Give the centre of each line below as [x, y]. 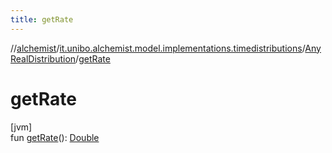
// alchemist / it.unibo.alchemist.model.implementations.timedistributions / [158, 48]
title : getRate [42, 19]
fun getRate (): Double [55, 137]
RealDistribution [43, 58]
